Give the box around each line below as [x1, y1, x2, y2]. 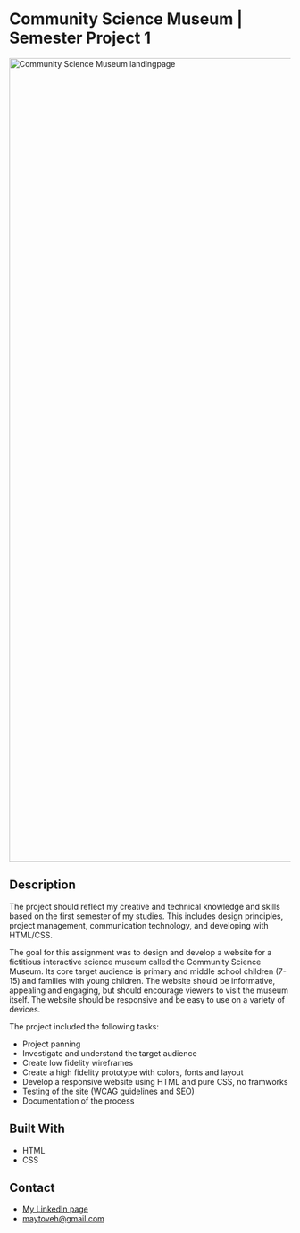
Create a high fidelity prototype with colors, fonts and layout [21, 1067, 244, 1078]
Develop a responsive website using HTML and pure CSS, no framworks [21, 1076, 288, 1087]
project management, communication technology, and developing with [9, 920, 270, 930]
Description [9, 878, 76, 893]
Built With [9, 1121, 65, 1137]
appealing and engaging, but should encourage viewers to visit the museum [9, 985, 288, 996]
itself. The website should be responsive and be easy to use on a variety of [9, 994, 286, 1004]
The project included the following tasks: [9, 1021, 159, 1031]
